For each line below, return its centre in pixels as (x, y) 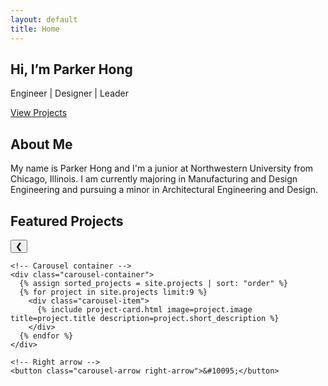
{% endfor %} (46, 336)
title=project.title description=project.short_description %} (145, 318)
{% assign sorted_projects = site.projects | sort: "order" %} (153, 283)
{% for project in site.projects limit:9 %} (113, 292)
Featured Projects (67, 221)
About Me (41, 144)
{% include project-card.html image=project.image (144, 309)
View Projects (39, 113)
